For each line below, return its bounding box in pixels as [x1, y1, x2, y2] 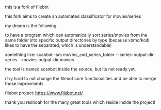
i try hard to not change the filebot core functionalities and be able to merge [5, 76, 157, 81]
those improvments [5, 81, 44, 86]
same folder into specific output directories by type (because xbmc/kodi [5, 37, 149, 43]
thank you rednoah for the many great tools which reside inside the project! [5, 99, 156, 105]
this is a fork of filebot [5, 4, 49, 10]
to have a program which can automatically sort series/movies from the [5, 32, 148, 38]
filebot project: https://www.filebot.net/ [5, 90, 83, 96]
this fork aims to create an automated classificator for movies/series [5, 14, 142, 19]
